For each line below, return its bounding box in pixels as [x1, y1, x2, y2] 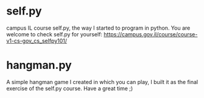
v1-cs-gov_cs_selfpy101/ [6, 37, 68, 44]
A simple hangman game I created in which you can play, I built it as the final [6, 78, 199, 85]
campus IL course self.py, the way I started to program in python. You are [6, 24, 191, 31]
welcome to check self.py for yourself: [6, 30, 102, 38]
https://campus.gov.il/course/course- [103, 30, 198, 38]
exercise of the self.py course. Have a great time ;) [6, 85, 133, 92]
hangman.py [6, 59, 72, 72]
